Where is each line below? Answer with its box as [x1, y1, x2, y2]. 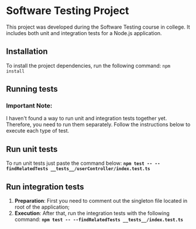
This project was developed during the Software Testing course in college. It [6, 23, 190, 30]
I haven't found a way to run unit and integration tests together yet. [6, 115, 167, 122]
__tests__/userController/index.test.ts [50, 166, 150, 172]
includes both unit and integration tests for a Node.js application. [6, 29, 162, 36]
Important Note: [6, 102, 53, 110]
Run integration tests [6, 182, 84, 192]
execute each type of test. [6, 127, 70, 134]
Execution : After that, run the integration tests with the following [14, 210, 170, 217]
